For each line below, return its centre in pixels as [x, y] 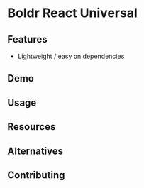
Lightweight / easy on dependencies [71, 56]
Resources [32, 127]
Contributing [36, 175]
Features [27, 39]
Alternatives [35, 151]
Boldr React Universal [72, 13]
